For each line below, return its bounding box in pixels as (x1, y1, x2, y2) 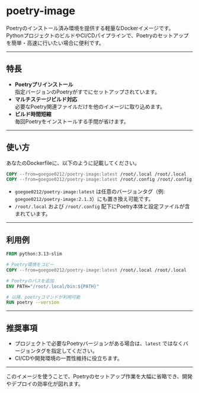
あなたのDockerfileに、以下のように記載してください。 (6, 159, 140, 167)
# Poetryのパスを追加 (6, 277, 54, 284)
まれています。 (14, 210, 51, 218)
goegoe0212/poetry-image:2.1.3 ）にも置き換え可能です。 (14, 196, 154, 203)
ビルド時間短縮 (14, 110, 52, 117)
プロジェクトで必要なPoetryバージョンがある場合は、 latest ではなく (14, 340, 184, 347)
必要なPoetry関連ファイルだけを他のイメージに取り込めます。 (14, 103, 166, 110)
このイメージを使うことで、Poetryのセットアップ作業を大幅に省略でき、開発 (6, 373, 193, 380)
